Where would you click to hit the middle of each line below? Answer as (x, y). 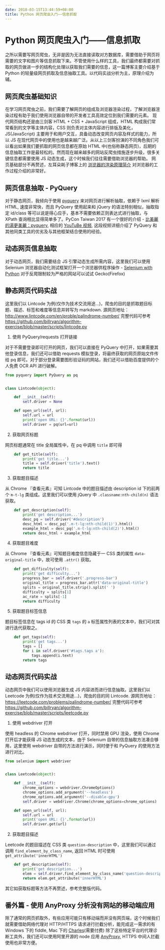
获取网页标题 (25, 434)
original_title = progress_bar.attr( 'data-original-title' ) (85, 583)
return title (36, 468)
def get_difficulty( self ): (41, 569)
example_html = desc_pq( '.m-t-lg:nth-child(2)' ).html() (81, 528)
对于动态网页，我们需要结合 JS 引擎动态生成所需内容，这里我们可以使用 (78, 261)
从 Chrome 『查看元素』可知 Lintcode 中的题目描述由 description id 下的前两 (82, 489)
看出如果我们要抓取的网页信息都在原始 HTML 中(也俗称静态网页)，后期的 (83, 146)
